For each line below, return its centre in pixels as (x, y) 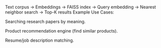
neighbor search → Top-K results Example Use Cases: (60, 12)
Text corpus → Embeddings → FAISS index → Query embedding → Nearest (80, 7)
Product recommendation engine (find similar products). (61, 31)
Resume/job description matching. (40, 40)
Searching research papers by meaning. (45, 22)
